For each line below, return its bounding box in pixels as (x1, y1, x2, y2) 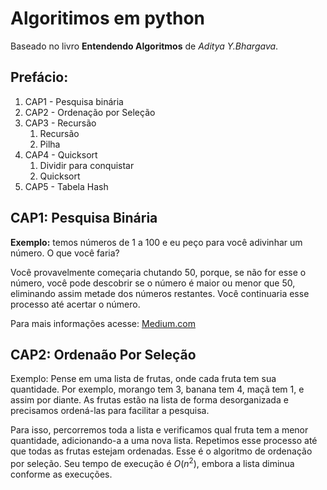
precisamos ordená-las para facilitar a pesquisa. (10, 405, 210, 417)
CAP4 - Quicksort (24, 148, 98, 161)
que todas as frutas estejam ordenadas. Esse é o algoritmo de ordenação (10, 445, 313, 457)
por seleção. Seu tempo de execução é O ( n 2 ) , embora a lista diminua (10, 456, 295, 470)
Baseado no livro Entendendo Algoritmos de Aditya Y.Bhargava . (10, 40, 279, 52)
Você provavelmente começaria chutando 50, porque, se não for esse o (10, 266, 307, 278)
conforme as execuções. (10, 468, 113, 481)
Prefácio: (10, 69, 69, 86)
